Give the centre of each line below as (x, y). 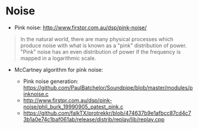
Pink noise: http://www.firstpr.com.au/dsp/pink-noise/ (80, 27)
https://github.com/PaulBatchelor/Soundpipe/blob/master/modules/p (108, 87)
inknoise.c (36, 94)
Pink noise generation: (51, 81)
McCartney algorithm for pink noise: (59, 69)
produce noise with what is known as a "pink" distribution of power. (103, 45)
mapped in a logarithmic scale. (58, 58)
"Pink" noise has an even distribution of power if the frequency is (100, 51)
